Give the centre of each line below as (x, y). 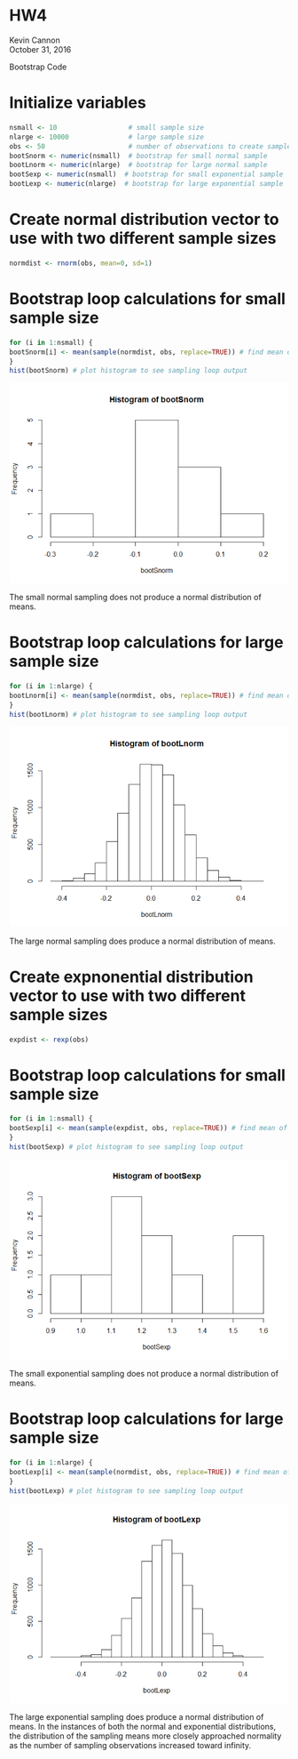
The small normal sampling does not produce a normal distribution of (135, 598)
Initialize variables (78, 103)
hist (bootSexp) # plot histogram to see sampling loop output (126, 1147)
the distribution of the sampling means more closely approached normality (145, 1736)
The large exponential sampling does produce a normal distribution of (137, 1717)
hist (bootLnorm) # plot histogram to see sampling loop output (129, 714)
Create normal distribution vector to (144, 220)
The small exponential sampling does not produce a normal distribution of (144, 1373)
